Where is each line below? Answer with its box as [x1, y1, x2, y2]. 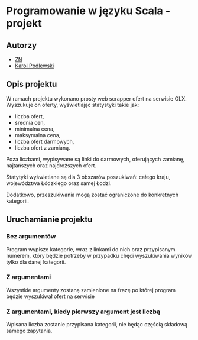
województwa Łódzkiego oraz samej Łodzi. [6, 179, 112, 187]
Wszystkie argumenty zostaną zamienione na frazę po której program [6, 286, 176, 293]
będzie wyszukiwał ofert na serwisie [6, 293, 95, 300]
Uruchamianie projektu [6, 215, 93, 225]
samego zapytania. [6, 327, 53, 335]
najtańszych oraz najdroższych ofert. [6, 161, 96, 169]
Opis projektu [6, 79, 57, 89]
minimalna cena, [14, 125, 55, 132]
